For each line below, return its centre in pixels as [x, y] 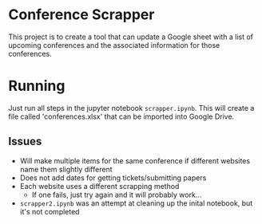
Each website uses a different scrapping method [99, 186]
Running [37, 86]
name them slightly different [66, 169]
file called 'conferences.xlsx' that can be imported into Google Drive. [121, 116]
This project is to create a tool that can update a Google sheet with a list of [131, 37]
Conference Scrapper [81, 15]
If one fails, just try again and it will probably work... [117, 195]
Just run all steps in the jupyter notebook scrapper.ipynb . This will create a [131, 108]
